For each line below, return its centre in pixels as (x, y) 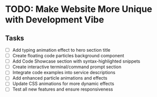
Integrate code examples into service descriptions (64, 73)
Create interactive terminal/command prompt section (67, 67)
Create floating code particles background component (68, 56)
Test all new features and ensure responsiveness (63, 89)
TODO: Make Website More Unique (79, 9)
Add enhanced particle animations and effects (60, 78)
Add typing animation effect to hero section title (61, 50)
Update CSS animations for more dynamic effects (63, 84)
